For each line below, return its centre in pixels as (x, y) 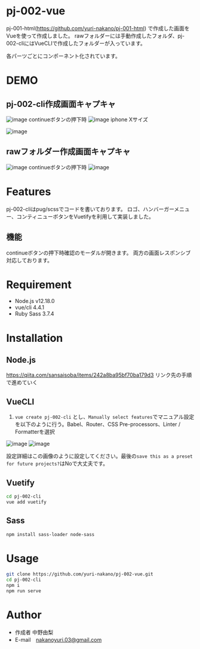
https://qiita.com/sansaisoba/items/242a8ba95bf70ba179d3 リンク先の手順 (99, 375)
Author (24, 615)
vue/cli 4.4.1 (30, 307)
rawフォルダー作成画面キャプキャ (68, 151)
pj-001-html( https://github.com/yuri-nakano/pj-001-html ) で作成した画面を (98, 28)
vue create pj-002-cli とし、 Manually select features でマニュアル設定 (104, 417)
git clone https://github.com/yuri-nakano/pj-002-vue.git (80, 574)
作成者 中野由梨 (34, 632)
